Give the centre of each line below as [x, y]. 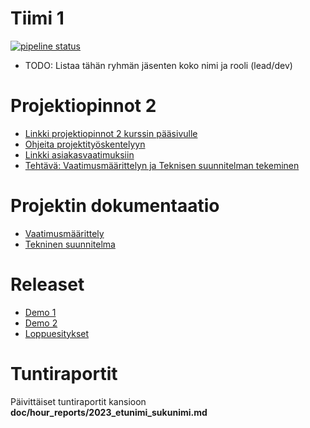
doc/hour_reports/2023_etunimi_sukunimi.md [109, 412]
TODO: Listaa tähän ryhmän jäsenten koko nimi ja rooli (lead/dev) [158, 65]
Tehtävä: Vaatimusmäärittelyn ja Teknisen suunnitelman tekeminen [162, 165]
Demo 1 [40, 312]
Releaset [47, 284]
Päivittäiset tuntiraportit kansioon [78, 401]
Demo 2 [41, 323]
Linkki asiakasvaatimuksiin [79, 154]
